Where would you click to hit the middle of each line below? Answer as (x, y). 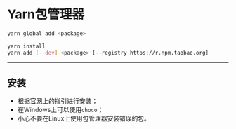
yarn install (26, 46)
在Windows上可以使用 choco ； (60, 110)
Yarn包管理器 (46, 14)
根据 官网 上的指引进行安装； (58, 101)
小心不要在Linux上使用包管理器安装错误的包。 (84, 118)
